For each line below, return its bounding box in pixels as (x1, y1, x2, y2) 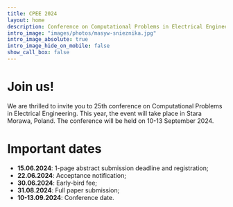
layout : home (7, 17, 45, 24)
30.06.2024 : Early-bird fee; (17, 179, 98, 187)
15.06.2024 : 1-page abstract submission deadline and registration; (17, 164, 209, 172)
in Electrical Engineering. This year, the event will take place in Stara (7, 109, 202, 117)
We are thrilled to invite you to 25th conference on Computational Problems (7, 101, 223, 110)
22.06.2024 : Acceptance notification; (17, 171, 127, 179)
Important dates (7, 141, 102, 156)
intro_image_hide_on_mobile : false (7, 42, 110, 49)
